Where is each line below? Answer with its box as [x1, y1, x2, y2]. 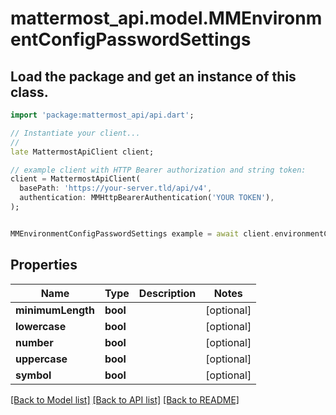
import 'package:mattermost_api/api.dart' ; [10, 110, 195, 120]
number [15, 335, 54, 349]
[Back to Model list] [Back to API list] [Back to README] [10, 393, 240, 406]
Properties [10, 257, 78, 274]
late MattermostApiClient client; [10, 147, 155, 157]
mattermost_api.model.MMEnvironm [10, 7, 323, 30]
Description [138, 286, 197, 300]
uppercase [15, 352, 68, 366]
